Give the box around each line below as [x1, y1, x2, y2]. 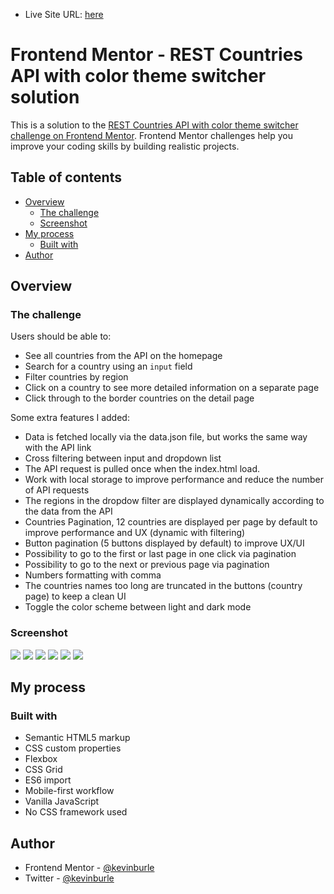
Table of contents [10, 169, 122, 186]
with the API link [24, 442, 92, 454]
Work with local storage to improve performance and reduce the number [24, 474, 324, 486]
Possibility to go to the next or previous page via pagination [24, 559, 270, 571]
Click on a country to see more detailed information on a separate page [24, 382, 320, 394]
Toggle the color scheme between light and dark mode [24, 601, 252, 613]
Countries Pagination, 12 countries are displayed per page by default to [24, 516, 318, 528]
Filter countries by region [24, 371, 129, 383]
